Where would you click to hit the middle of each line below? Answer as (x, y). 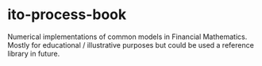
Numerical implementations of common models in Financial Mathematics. (127, 37)
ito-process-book (67, 15)
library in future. (34, 53)
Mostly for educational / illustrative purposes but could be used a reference (131, 45)
